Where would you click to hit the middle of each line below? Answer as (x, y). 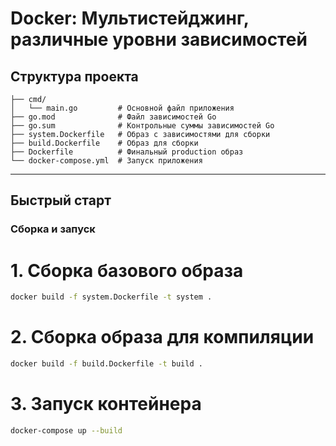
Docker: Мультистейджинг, (130, 18)
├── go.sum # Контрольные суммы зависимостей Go (142, 126)
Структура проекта (74, 76)
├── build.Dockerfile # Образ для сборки (104, 143)
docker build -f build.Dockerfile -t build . (106, 364)
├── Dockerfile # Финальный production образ (127, 152)
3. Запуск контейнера (106, 404)
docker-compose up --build (66, 430)
